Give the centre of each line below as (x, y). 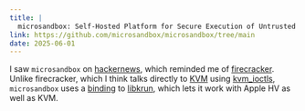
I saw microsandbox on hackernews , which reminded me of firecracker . (142, 69)
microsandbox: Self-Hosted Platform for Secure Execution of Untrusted (157, 26)
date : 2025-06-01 (42, 43)
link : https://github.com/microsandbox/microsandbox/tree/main (132, 35)
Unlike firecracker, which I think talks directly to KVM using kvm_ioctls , (142, 79)
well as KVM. (34, 98)
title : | (26, 18)
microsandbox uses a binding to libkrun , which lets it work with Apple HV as (150, 88)
